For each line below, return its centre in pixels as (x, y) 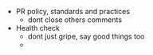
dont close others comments (75, 20)
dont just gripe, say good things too (86, 36)
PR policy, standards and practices (73, 11)
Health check (37, 28)
